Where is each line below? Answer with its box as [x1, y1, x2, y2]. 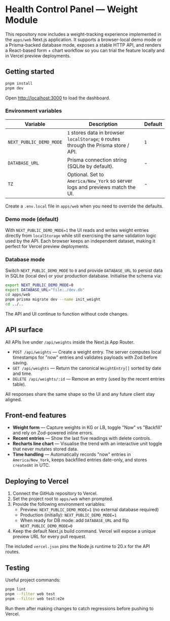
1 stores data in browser [67, 129, 125, 136]
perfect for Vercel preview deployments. [5, 244, 90, 250]
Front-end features [5, 411, 67, 420]
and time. [12, 370, 32, 376]
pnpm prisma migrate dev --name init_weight [5, 297, 101, 302]
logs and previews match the [67, 184, 136, 191]
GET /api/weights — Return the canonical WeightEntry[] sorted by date [12, 365, 161, 371]
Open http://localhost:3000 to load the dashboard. [5, 95, 110, 101]
